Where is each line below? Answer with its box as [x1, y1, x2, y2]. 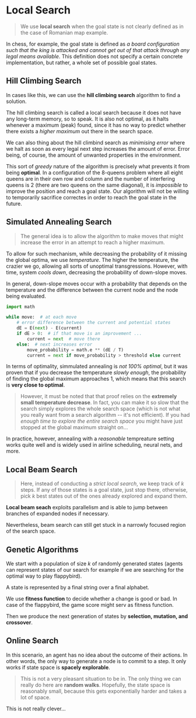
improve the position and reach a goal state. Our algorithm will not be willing [6, 188, 189, 195]
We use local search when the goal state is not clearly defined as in [20, 23, 184, 30]
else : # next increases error [16, 341, 93, 347]
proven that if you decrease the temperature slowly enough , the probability [6, 369, 187, 376]
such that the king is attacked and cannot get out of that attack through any [6, 46, 190, 53]
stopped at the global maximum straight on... [20, 424, 128, 431]
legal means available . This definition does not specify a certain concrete [6, 53, 183, 60]
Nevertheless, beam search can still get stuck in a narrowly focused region [6, 522, 186, 529]
